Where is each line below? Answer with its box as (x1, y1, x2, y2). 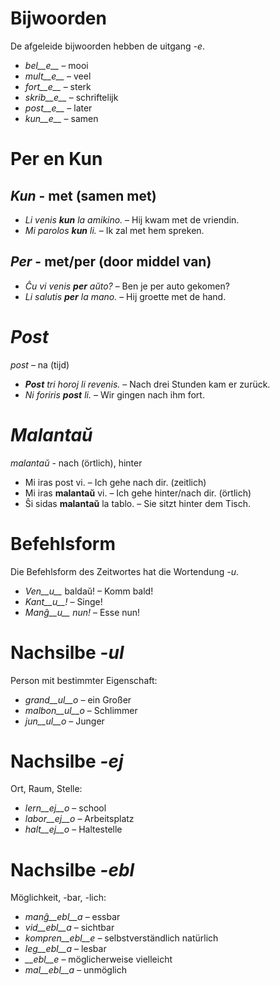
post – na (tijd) (10, 358, 70, 371)
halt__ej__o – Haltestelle (24, 823, 123, 836)
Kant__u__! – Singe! (24, 595, 103, 607)
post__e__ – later (24, 102, 93, 114)
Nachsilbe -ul (10, 641, 125, 664)
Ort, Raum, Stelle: (10, 783, 83, 795)
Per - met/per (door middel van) (10, 253, 212, 271)
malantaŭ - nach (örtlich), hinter (10, 457, 143, 469)
